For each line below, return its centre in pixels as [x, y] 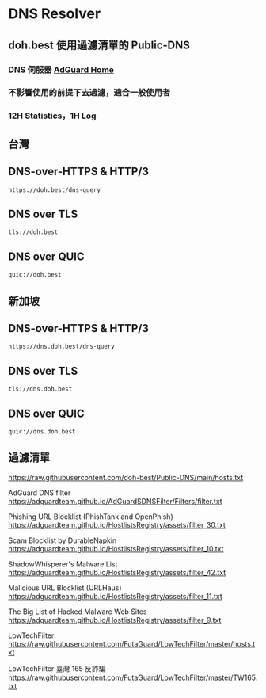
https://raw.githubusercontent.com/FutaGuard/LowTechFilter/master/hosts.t [132, 643]
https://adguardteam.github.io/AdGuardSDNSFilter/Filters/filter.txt [116, 501]
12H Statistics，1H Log [52, 116]
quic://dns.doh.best [42, 432]
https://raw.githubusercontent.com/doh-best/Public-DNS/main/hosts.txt [126, 477]
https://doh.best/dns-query [55, 190]
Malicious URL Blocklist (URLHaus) [65, 588]
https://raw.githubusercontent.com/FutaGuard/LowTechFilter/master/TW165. [133, 677]
